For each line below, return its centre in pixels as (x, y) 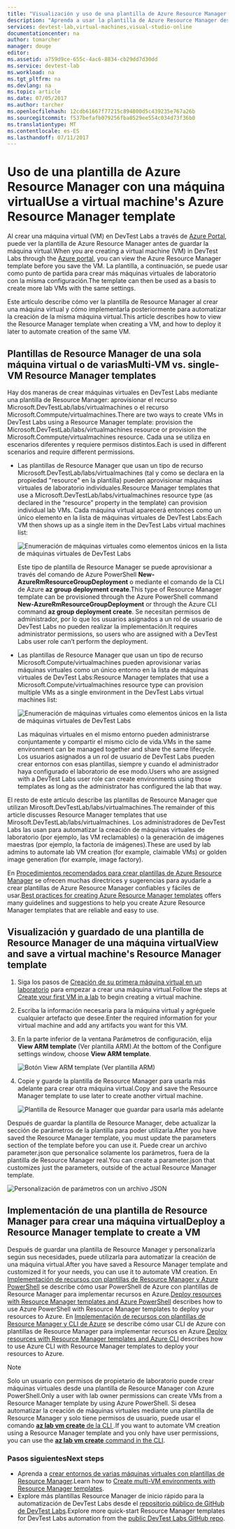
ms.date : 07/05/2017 (37, 99)
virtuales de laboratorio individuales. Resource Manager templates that (119, 488)
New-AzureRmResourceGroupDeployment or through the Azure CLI (117, 604)
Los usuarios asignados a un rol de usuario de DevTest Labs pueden (116, 756)
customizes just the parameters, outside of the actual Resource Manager (112, 1168)
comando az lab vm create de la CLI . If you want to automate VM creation (114, 1425)
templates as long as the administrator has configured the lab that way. (120, 786)
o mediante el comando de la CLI (177, 582)
